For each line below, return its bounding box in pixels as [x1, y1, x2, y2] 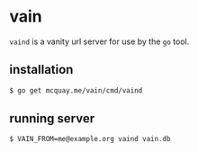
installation [9, 62, 74, 77]
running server [9, 111, 95, 127]
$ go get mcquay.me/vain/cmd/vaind [9, 85, 143, 95]
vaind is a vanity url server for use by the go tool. [9, 36, 190, 47]
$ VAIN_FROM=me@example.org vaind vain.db [9, 135, 171, 144]
